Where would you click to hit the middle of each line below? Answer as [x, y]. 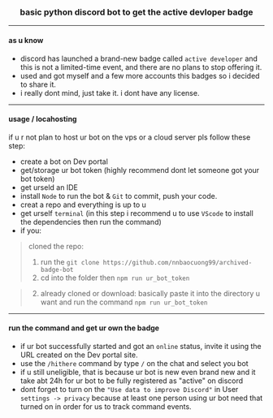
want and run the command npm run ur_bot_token [124, 302]
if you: [31, 231]
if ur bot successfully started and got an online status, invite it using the [141, 346]
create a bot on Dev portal [64, 162]
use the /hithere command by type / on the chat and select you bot [134, 363]
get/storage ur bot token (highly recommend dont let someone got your [140, 170]
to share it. [38, 84]
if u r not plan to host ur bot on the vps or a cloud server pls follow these [130, 137]
